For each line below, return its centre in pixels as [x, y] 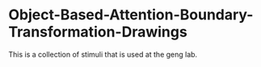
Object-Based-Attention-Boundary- [131, 15]
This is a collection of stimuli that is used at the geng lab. [103, 54]
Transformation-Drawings [98, 32]
